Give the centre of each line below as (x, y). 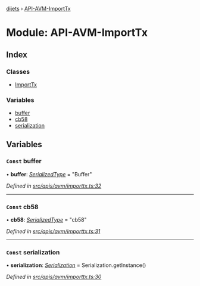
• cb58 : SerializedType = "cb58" (47, 220)
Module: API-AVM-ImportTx (77, 33)
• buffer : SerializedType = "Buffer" (49, 174)
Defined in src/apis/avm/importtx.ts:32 (54, 186)
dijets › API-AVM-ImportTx (38, 9)
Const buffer (24, 161)
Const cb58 (22, 207)
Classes (18, 71)
